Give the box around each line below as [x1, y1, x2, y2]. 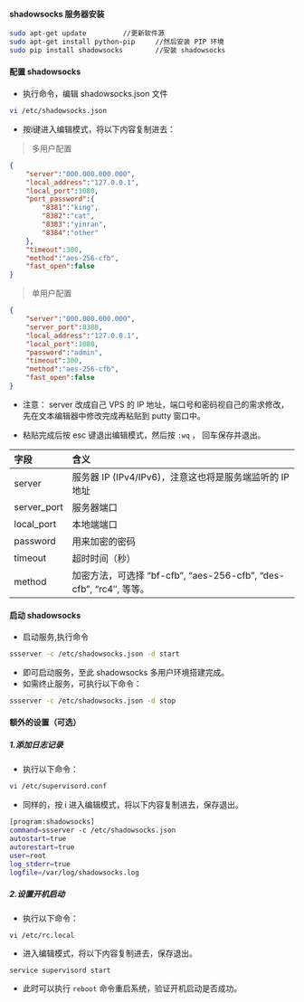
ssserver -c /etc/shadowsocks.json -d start [9, 649, 180, 659]
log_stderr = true [9, 859, 71, 868]
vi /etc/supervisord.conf [9, 782, 107, 791]
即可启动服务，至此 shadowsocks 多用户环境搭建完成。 [22, 666, 230, 677]
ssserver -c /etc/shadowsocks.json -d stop [9, 696, 176, 705]
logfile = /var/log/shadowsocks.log [9, 868, 140, 877]
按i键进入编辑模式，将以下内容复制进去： [22, 123, 176, 135]
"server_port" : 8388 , [25, 322, 103, 332]
